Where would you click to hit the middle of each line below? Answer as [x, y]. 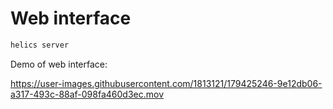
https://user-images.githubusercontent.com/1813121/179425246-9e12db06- [166, 83]
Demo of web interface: [59, 64]
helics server [40, 45]
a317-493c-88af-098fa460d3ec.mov [87, 94]
